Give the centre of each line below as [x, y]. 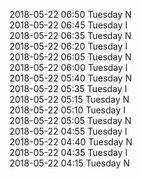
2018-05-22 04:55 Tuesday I [68, 131]
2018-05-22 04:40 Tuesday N [71, 142]
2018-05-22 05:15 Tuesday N [69, 99]
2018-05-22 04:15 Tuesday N [70, 163]
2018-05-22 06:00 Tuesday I [69, 67]
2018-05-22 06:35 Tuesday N [70, 35]
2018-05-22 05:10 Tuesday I [67, 110]
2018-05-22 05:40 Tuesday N [70, 78]
